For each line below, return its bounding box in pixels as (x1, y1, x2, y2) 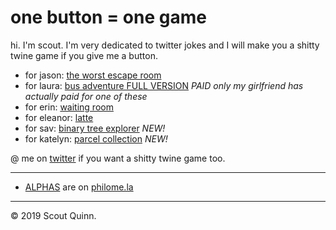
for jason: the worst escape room (24, 69, 162, 81)
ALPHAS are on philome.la (24, 181, 134, 193)
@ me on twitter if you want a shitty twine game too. (10, 152, 226, 164)
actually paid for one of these (24, 90, 148, 102)
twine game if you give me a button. (10, 49, 158, 61)
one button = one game (10, 6, 207, 29)
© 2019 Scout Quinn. (10, 209, 97, 221)
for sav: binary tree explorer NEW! (24, 122, 166, 134)
